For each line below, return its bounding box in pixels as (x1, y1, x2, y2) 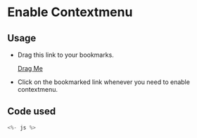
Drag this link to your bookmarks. (17, 50, 114, 59)
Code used (7, 106, 56, 118)
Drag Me (17, 64, 44, 72)
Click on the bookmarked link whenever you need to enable (17, 78, 190, 86)
